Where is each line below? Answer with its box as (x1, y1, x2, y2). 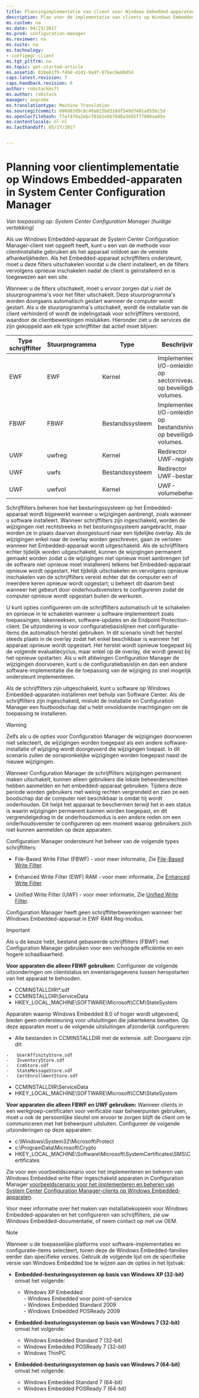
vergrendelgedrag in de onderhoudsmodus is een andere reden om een (6, 813, 181, 821)
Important (6, 926, 30, 934)
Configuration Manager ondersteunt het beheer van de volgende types (6, 837, 179, 845)
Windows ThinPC (23, 1349, 66, 1356)
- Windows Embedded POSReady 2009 (23, 1307, 120, 1314)
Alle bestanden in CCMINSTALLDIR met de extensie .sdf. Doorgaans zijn (14, 1034, 191, 1041)
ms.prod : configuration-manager (6, 31, 86, 37)
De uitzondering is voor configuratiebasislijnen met (22, 623, 147, 630)
